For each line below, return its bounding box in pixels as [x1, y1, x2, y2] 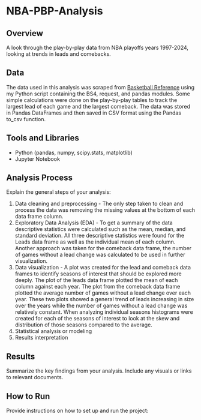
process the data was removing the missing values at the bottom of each [14, 206, 196, 214]
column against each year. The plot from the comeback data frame [14, 283, 181, 290]
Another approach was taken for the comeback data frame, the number [14, 245, 192, 252]
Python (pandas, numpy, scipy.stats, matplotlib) [14, 149, 133, 156]
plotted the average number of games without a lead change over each [14, 289, 191, 296]
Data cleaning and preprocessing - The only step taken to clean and [14, 200, 184, 208]
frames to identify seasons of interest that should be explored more [14, 270, 182, 277]
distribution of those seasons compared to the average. [14, 321, 153, 328]
